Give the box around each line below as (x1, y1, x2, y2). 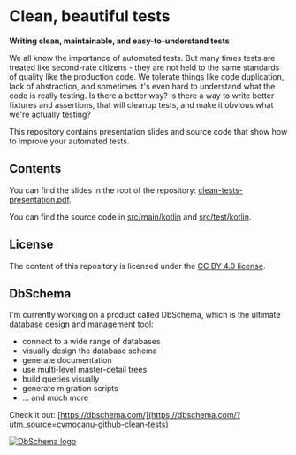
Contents (9, 161, 62, 176)
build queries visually (21, 374, 100, 384)
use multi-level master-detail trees (21, 365, 148, 375)
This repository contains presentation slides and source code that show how (9, 126, 288, 136)
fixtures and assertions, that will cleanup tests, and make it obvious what (9, 99, 274, 110)
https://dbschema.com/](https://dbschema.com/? (60, 410, 241, 420)
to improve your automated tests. (9, 135, 130, 146)
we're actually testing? (9, 109, 91, 120)
